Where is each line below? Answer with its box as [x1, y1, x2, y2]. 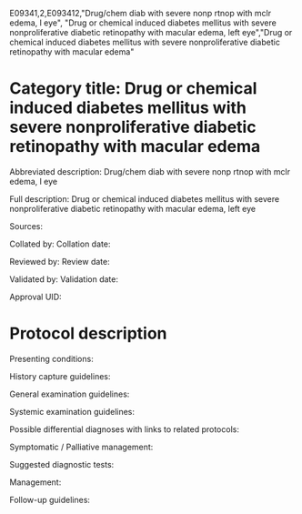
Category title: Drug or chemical [9, 78, 257, 99]
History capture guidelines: [9, 370, 111, 381]
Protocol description [9, 323, 167, 344]
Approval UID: [9, 291, 62, 302]
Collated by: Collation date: [9, 238, 111, 249]
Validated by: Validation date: [9, 273, 118, 285]
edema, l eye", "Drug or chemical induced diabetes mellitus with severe [9, 17, 277, 28]
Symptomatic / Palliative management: [9, 441, 154, 452]
